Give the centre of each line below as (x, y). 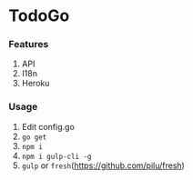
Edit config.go (48, 126)
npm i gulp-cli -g (56, 156)
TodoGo (39, 16)
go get (34, 137)
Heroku (36, 84)
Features (29, 45)
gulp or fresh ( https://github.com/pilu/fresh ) (103, 165)
